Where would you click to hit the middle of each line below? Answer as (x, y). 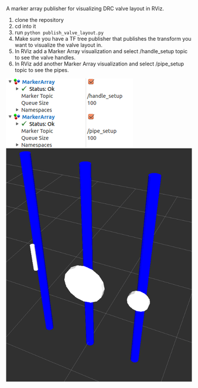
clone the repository (39, 20)
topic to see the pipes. (42, 70)
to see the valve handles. (45, 57)
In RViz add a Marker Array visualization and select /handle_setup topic (101, 51)
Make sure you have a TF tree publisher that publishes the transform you (103, 39)
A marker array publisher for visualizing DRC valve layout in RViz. (85, 9)
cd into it (25, 26)
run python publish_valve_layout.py (59, 32)
